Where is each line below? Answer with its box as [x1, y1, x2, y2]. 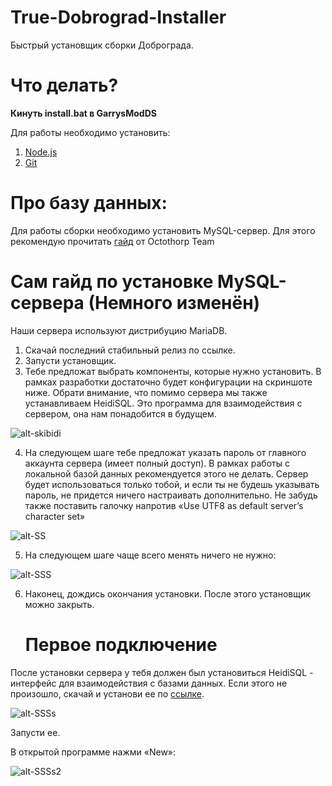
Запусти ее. [10, 726, 61, 738]
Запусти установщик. [24, 354, 117, 366]
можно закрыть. [24, 598, 95, 610]
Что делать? [10, 74, 119, 97]
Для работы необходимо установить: [10, 126, 171, 138]
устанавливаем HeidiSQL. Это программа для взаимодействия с [24, 397, 303, 409]
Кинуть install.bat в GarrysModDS [10, 107, 157, 119]
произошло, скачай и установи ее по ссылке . [10, 687, 205, 700]
